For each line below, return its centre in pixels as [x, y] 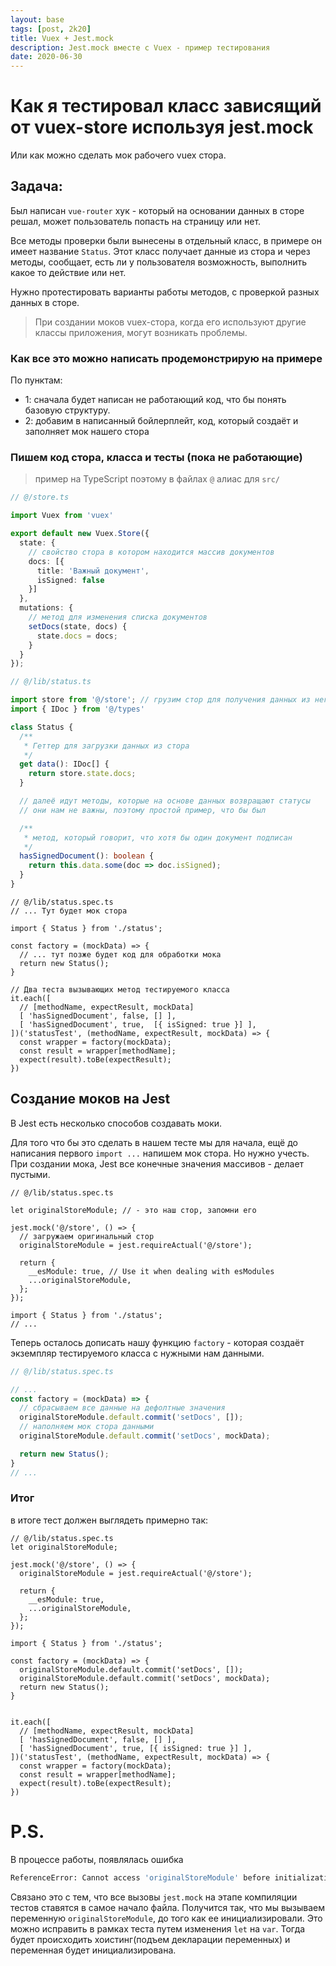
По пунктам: [36, 380]
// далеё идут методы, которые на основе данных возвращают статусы [165, 801]
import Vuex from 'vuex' [62, 516]
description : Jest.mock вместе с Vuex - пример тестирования [140, 47]
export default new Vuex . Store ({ [80, 534]
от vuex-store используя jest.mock [162, 127]
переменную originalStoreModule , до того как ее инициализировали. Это [166, 1918]
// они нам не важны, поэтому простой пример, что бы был [143, 810]
